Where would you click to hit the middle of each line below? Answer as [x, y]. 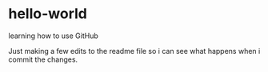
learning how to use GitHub [53, 36]
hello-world [48, 14]
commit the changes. [43, 59]
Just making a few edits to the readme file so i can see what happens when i [134, 51]
